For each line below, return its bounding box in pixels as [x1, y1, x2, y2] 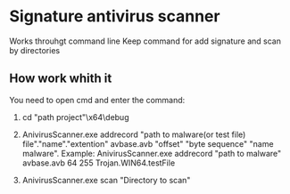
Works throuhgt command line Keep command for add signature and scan [9, 36, 282, 46]
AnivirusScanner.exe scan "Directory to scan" [21, 174, 191, 185]
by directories [9, 44, 61, 55]
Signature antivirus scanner [9, 6, 220, 27]
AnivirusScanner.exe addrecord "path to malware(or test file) [21, 129, 246, 140]
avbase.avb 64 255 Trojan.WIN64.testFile [21, 158, 176, 168]
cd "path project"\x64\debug [21, 111, 129, 122]
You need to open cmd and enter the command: [9, 94, 186, 105]
